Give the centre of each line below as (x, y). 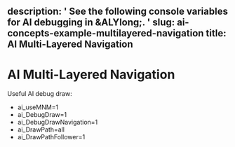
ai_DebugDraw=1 (42, 115)
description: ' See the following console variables (117, 12)
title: (216, 33)
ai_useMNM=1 (38, 107)
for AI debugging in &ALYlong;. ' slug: (91, 23)
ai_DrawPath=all (41, 129)
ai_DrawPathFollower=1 (51, 137)
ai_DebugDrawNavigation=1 (58, 122)
